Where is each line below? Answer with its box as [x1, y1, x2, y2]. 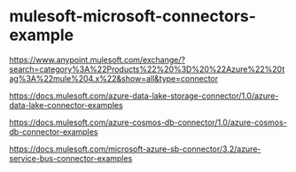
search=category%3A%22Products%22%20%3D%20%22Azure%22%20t [9, 64, 285, 74]
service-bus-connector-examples [9, 152, 133, 163]
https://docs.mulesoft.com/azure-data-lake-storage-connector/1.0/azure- [9, 90, 279, 101]
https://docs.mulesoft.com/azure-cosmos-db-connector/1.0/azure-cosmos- [9, 117, 287, 128]
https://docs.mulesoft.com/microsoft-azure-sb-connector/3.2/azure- [9, 144, 261, 154]
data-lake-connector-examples [9, 99, 123, 110]
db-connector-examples [9, 126, 98, 137]
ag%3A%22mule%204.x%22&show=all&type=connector [9, 73, 219, 83]
